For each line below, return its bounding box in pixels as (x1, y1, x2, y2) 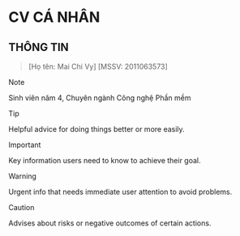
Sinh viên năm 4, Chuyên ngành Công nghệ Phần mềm (8, 93, 191, 103)
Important (8, 140, 41, 150)
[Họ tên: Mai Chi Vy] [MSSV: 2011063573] (28, 61, 168, 71)
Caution (8, 203, 35, 212)
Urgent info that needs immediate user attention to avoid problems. (8, 187, 233, 196)
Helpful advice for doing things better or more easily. (8, 124, 185, 133)
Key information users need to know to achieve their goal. (8, 156, 201, 165)
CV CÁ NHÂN (8, 8, 101, 27)
